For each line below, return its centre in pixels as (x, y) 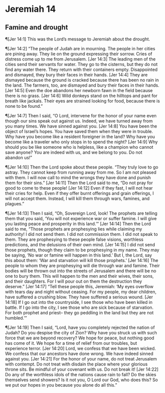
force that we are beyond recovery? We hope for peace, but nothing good (80, 338)
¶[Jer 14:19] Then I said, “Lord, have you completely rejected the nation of (80, 327)
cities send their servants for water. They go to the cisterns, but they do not (82, 64)
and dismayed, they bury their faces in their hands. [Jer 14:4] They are (76, 75)
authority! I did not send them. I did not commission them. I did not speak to (82, 234)
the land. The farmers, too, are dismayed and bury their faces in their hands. (82, 85)
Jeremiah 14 (30, 9)
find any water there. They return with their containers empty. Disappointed (82, 69)
